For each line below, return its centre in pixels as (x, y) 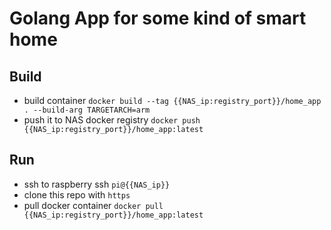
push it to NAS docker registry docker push (112, 120)
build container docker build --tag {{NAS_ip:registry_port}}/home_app (172, 100)
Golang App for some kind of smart (158, 18)
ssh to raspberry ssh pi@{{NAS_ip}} (97, 184)
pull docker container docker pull (93, 205)
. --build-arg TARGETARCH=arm (87, 110)
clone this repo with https (77, 194)
